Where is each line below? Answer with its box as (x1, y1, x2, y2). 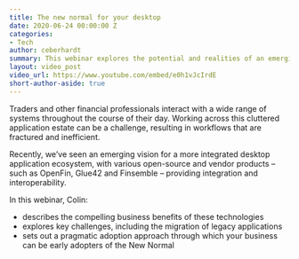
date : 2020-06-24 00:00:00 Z (9, 21, 117, 30)
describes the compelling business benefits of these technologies (21, 211, 264, 222)
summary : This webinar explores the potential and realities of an (9, 54, 265, 63)
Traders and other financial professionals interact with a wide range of (9, 103, 267, 114)
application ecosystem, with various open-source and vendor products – (9, 158, 276, 169)
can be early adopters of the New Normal (21, 239, 175, 250)
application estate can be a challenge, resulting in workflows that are (9, 122, 263, 133)
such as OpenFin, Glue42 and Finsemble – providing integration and (9, 168, 258, 178)
